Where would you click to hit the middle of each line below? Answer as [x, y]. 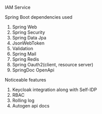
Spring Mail [24, 54]
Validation [23, 48]
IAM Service [18, 7]
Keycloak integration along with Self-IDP [55, 90]
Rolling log [23, 100]
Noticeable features [25, 80]
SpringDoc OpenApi [33, 70]
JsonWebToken [28, 43]
